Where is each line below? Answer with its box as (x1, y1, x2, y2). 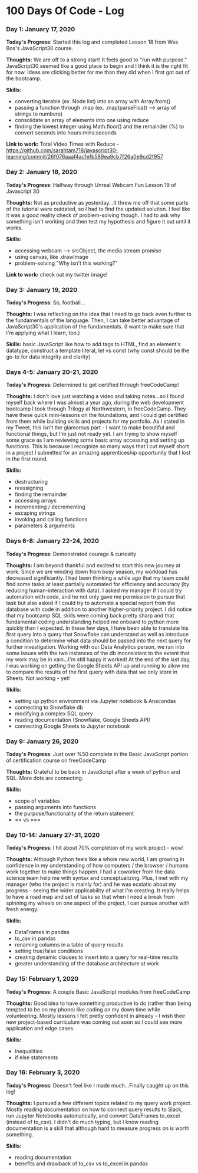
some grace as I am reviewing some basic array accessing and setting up (6, 436, 184, 443)
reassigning (14, 485, 44, 492)
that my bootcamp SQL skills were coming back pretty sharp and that (6, 612, 174, 619)
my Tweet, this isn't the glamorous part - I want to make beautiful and (6, 424, 175, 431)
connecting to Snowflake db (14, 704, 84, 711)
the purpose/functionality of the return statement (14, 810, 134, 817)
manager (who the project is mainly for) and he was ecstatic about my (6, 880, 176, 888)
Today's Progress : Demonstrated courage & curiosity (6, 550, 137, 557)
